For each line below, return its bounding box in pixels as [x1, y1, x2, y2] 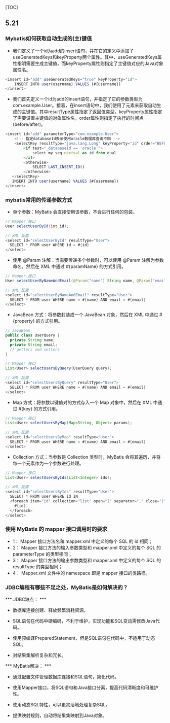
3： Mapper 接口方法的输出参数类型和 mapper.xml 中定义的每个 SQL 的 [12, 557, 161, 563]
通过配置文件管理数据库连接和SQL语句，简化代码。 [12, 674, 119, 680]
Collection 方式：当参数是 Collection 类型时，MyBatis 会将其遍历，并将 [12, 454, 161, 460]
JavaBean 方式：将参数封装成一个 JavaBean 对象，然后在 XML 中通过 [12, 312, 158, 318]
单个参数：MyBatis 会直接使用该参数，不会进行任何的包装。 [12, 209, 138, 215]
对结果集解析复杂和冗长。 [12, 652, 66, 659]
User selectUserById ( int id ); [5, 223, 69, 229]
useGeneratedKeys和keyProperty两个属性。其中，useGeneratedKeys [12, 54, 158, 60]
